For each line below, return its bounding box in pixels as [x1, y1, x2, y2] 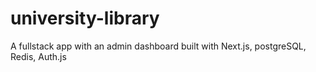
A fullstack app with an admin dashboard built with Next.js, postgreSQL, [10, 40, 307, 52]
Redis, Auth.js [10, 50, 67, 62]
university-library [10, 7, 160, 30]
